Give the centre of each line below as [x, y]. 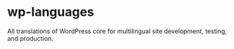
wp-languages [51, 12]
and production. [31, 38]
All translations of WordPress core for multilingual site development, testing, [117, 31]
